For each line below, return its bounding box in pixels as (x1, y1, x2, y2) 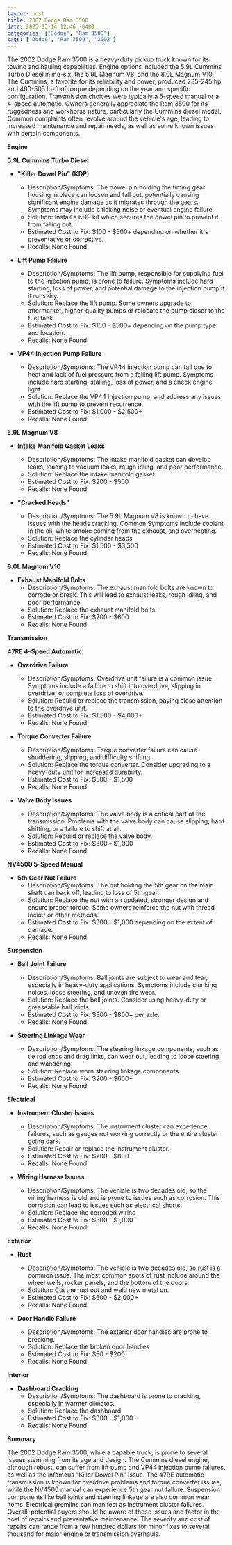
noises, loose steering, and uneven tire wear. (27, 988, 156, 997)
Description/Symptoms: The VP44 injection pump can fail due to (27, 363, 213, 371)
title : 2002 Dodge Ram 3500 (7, 17, 89, 24)
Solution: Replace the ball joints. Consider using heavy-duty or (27, 995, 207, 1004)
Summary (7, 1435, 36, 1443)
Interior (7, 1371, 29, 1379)
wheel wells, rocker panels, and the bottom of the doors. (27, 1279, 190, 1287)
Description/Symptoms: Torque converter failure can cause (27, 746, 198, 754)
